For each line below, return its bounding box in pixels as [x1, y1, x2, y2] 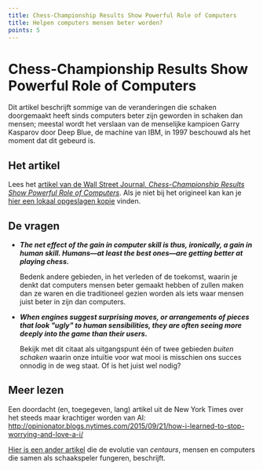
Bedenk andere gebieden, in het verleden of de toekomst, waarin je [19, 272, 238, 281]
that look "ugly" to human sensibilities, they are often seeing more [19, 320, 242, 330]
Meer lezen [8, 384, 64, 397]
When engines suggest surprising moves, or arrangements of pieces [19, 312, 250, 321]
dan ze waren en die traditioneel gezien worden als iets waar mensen [19, 288, 244, 298]
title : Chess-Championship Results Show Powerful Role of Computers [8, 11, 237, 20]
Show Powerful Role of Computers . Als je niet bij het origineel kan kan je [8, 188, 242, 197]
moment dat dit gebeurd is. [8, 136, 96, 145]
